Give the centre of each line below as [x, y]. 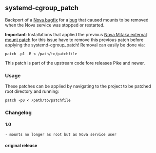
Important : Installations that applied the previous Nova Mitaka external [76, 34]
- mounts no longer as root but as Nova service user [61, 135]
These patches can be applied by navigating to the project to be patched [78, 86]
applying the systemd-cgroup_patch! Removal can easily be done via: [75, 45]
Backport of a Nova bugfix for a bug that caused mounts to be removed [77, 20]
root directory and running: [32, 91]
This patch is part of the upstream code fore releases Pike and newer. [75, 63]
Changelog [18, 113]
